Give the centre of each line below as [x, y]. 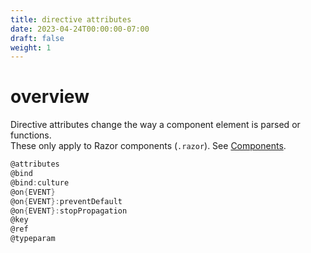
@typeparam [33, 239]
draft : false [37, 38]
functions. [31, 135]
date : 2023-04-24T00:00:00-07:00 [80, 29]
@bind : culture [40, 182]
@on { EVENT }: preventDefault [66, 201]
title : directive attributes [71, 19]
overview [50, 97]
